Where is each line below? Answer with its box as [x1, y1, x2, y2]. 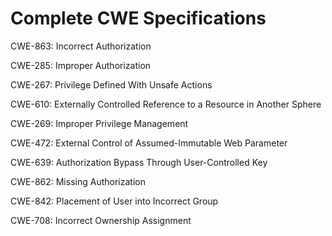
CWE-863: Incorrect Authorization [10, 40, 152, 52]
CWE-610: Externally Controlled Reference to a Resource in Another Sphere [10, 98, 322, 110]
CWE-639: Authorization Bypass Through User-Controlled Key [10, 156, 268, 168]
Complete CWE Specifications [10, 7, 267, 30]
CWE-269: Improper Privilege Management [10, 117, 189, 129]
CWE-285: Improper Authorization [10, 59, 152, 71]
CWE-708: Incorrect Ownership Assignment [10, 214, 192, 226]
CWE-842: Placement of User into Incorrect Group [10, 195, 219, 207]
